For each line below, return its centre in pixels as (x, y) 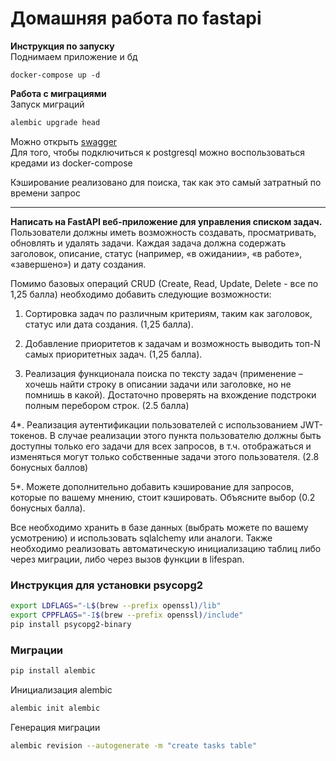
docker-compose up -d (55, 75)
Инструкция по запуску (62, 46)
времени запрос (46, 193)
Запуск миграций (47, 104)
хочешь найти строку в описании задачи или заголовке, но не (158, 384)
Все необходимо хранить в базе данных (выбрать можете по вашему (159, 527)
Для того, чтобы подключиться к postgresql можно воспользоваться (157, 152)
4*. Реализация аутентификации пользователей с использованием (154, 424)
